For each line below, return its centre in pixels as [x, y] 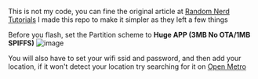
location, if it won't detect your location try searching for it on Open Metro [127, 66]
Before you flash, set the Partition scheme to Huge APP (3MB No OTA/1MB [129, 35]
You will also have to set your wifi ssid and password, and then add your [125, 58]
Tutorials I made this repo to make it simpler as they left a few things [118, 20]
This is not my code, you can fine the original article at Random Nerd [119, 11]
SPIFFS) [22, 43]
